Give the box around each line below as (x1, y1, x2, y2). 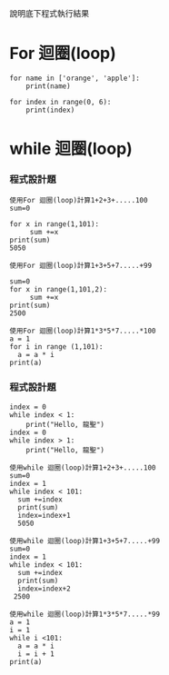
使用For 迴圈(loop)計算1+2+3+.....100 (9, 196, 148, 205)
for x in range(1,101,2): (9, 285, 107, 294)
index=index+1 (17, 511, 71, 520)
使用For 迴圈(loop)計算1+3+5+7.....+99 (9, 262, 153, 271)
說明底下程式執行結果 (9, 8, 89, 18)
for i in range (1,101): (9, 342, 104, 352)
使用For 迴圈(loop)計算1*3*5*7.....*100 (9, 326, 156, 336)
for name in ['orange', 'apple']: (9, 74, 141, 83)
